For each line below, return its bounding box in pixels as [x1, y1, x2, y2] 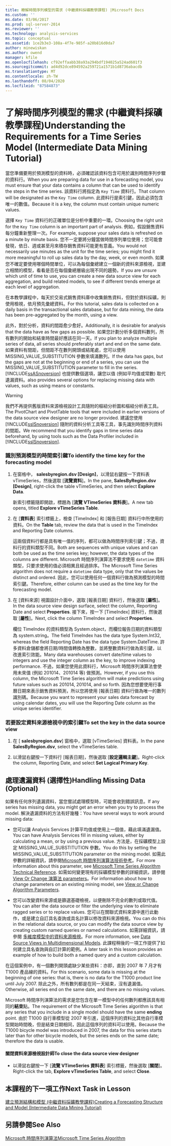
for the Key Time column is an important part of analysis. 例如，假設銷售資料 [5, 223, 164, 229]
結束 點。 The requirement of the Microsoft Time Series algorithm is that [14, 1003, 163, 1009]
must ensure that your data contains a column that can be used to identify [5, 182, 160, 188]
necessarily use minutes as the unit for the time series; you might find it [5, 248, 155, 254]
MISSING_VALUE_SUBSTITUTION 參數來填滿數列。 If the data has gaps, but [5, 353, 163, 359]
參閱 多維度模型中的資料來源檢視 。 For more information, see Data [12, 933, 151, 940]
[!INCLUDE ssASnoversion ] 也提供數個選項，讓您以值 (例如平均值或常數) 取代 [5, 370, 166, 376]
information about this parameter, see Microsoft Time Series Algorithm [12, 863, 161, 869]
